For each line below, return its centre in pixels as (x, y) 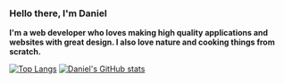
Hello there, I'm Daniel (58, 13)
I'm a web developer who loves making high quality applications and (139, 33)
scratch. (25, 52)
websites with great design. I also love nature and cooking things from (142, 42)
